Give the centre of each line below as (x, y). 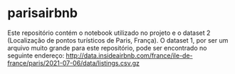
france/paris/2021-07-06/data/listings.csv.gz (74, 63)
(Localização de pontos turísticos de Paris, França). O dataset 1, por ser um (118, 40)
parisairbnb (43, 13)
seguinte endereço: (36, 55)
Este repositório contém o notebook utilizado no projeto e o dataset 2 (109, 33)
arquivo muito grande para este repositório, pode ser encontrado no (107, 48)
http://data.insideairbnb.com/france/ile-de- (130, 55)
